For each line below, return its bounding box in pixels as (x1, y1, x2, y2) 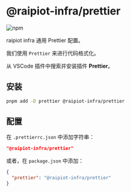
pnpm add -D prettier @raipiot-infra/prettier (6, 98, 125, 104)
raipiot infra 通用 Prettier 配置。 (6, 36, 84, 43)
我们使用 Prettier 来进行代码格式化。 (6, 50, 100, 57)
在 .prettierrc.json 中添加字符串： (6, 133, 95, 141)
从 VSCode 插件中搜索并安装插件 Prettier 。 (6, 62, 114, 69)
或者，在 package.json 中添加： (6, 157, 84, 164)
